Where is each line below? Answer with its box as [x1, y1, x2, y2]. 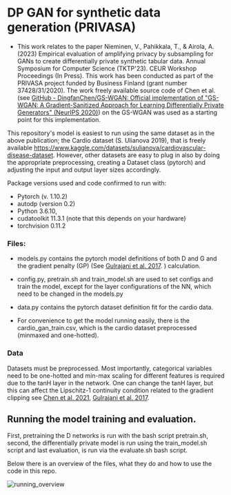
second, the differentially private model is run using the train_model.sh [7, 439, 208, 447]
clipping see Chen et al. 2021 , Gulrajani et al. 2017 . [7, 393, 150, 401]
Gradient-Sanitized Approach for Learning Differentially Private [46, 101, 224, 109]
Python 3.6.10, [17, 207, 57, 215]
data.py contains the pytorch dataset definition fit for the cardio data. [17, 303, 214, 312]
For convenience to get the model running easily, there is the [17, 316, 190, 325]
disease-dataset [7, 150, 54, 159]
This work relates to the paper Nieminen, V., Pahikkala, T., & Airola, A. [17, 42, 214, 50]
